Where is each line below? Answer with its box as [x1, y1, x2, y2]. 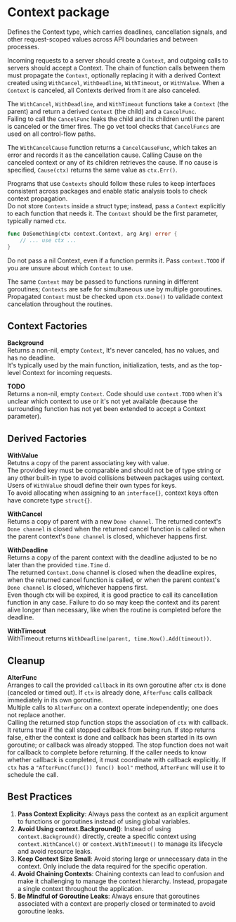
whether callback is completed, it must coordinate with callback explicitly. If [7, 756, 226, 764]
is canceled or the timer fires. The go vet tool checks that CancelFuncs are [7, 122, 221, 130]
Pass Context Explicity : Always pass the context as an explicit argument [17, 809, 228, 818]
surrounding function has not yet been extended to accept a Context [7, 405, 206, 413]
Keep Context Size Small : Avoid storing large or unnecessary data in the [17, 854, 228, 863]
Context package [7, 4, 110, 20]
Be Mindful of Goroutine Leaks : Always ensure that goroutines [17, 892, 200, 900]
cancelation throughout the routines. [7, 300, 113, 308]
